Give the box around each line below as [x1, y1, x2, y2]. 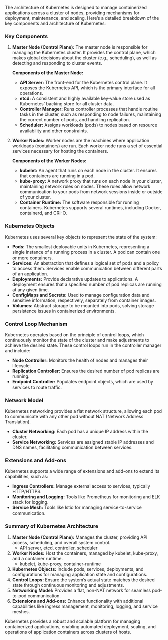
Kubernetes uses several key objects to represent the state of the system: [5, 234, 157, 240]
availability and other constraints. [19, 127, 88, 134]
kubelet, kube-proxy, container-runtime [19, 561, 101, 567]
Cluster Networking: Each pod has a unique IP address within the [12, 429, 148, 435]
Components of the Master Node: [12, 70, 84, 76]
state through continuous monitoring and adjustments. [12, 582, 124, 588]
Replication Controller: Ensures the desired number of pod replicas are [12, 368, 160, 374]
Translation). [5, 419, 31, 425]
